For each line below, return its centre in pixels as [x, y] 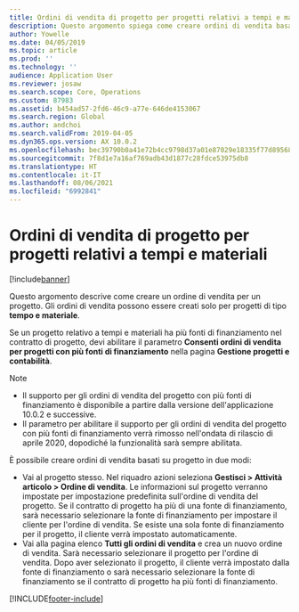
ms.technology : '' [43, 68]
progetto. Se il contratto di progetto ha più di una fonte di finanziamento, [154, 505]
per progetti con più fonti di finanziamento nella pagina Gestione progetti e [149, 351]
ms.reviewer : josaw [45, 84]
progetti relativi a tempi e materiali [138, 254]
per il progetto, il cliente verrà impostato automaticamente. [129, 534]
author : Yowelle [39, 34]
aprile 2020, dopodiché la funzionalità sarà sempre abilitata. [132, 443]
